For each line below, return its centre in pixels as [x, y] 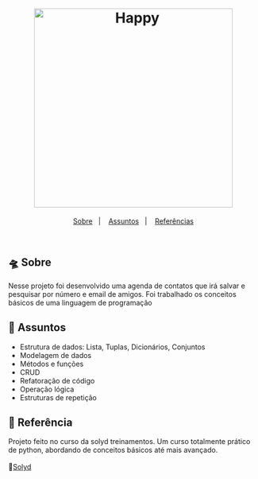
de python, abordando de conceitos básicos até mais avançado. [113, 450]
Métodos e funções [52, 364]
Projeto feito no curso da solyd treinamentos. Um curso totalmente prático [129, 442]
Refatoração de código [57, 380]
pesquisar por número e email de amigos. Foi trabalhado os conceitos [122, 294]
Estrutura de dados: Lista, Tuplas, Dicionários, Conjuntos [112, 347]
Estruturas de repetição [58, 397]
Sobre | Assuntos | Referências [133, 221]
